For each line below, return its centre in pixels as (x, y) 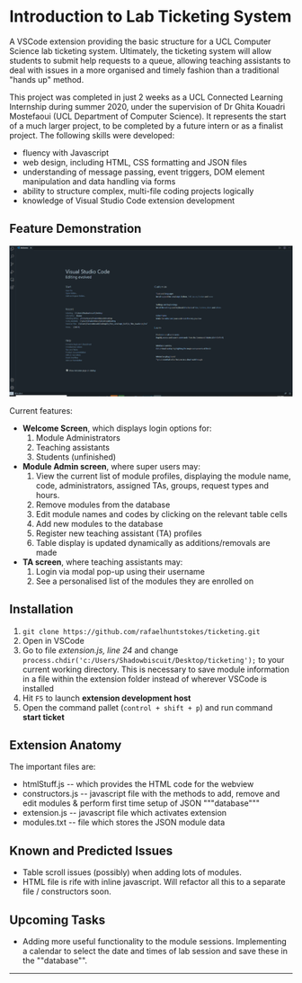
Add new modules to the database (99, 523)
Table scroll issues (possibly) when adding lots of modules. (132, 872)
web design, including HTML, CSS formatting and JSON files (134, 162)
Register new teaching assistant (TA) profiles (119, 533)
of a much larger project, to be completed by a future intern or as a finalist (147, 125)
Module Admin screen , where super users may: (111, 466)
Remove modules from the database (103, 505)
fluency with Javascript (66, 152)
